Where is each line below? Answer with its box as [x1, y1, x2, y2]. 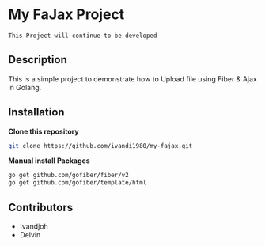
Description [8, 53, 67, 66]
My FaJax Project [8, 6, 125, 24]
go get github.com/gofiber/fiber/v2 [8, 172, 129, 180]
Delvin [19, 230, 41, 239]
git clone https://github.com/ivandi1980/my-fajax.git [8, 142, 193, 149]
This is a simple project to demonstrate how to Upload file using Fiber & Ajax [8, 74, 257, 84]
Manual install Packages [8, 156, 90, 165]
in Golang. [8, 82, 42, 92]
